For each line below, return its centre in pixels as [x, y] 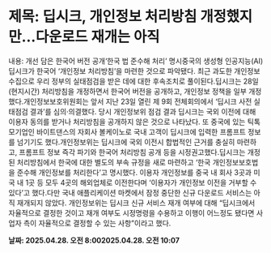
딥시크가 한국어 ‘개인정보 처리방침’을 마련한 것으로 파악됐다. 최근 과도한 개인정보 [134, 71]
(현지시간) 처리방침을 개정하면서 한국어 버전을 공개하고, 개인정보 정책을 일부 [127, 91]
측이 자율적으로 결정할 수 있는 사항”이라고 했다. [97, 223]
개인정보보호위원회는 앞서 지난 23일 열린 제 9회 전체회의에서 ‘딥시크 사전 [138, 101]
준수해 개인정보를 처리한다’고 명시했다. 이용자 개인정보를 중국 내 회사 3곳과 [134, 172]
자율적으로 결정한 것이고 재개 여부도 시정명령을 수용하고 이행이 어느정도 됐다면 [131, 212]
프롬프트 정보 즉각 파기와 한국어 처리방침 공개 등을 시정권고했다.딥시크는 [132, 152]
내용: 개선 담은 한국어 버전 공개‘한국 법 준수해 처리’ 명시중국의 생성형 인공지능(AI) [136, 61]
